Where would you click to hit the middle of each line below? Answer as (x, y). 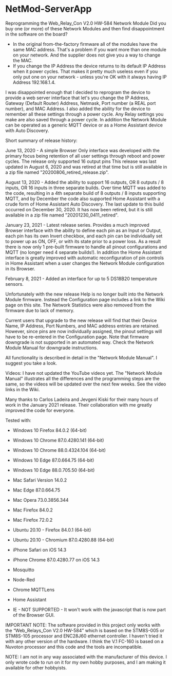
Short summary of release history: (42, 140)
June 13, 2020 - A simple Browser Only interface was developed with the (83, 150)
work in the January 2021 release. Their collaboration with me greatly (79, 405)
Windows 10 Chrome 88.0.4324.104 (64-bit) (59, 450)
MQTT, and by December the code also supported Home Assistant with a (83, 198)
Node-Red (24, 579)
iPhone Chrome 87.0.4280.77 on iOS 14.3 (56, 560)
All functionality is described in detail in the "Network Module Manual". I (81, 357)
